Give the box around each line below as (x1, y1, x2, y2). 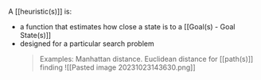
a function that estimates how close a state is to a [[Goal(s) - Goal (19, 22, 236, 31)
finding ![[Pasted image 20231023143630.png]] (39, 63, 197, 72)
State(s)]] (19, 31, 52, 40)
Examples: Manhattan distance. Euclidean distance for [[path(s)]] (39, 55, 254, 63)
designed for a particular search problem (19, 39, 154, 48)
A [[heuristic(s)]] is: (8, 7, 72, 16)
